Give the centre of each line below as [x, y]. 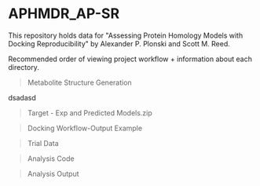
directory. [24, 67]
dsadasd [22, 97]
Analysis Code [51, 159]
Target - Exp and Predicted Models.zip [90, 113]
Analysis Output [53, 173]
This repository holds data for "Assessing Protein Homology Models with [126, 35]
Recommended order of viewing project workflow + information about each [130, 59]
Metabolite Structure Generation [79, 82]
